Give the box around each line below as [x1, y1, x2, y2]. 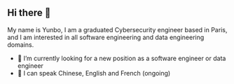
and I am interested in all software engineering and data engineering [7, 33, 205, 41]
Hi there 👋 [7, 7, 51, 19]
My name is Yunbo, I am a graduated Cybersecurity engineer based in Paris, [7, 25, 228, 34]
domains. [7, 40, 34, 49]
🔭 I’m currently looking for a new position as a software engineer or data [17, 54, 226, 62]
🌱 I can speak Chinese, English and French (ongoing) [17, 69, 171, 77]
